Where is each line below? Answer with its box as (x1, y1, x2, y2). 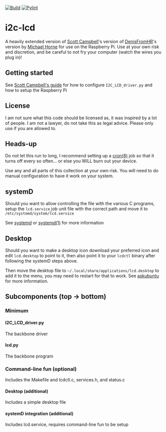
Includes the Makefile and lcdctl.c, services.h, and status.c (5, 377, 125, 383)
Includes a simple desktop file (5, 399, 66, 405)
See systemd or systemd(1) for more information (5, 220, 104, 226)
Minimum (5, 307, 29, 314)
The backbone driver (5, 331, 48, 337)
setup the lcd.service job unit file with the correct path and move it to (5, 206, 148, 212)
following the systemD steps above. (5, 258, 78, 264)
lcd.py (5, 342, 19, 348)
